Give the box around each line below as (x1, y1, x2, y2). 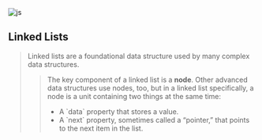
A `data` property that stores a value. (58, 106, 179, 116)
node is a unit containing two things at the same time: (47, 91, 222, 101)
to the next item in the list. (58, 123, 144, 133)
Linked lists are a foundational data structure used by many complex (27, 51, 250, 61)
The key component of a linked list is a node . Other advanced (47, 75, 249, 84)
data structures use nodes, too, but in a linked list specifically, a (47, 83, 254, 93)
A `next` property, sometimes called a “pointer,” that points (58, 115, 250, 124)
